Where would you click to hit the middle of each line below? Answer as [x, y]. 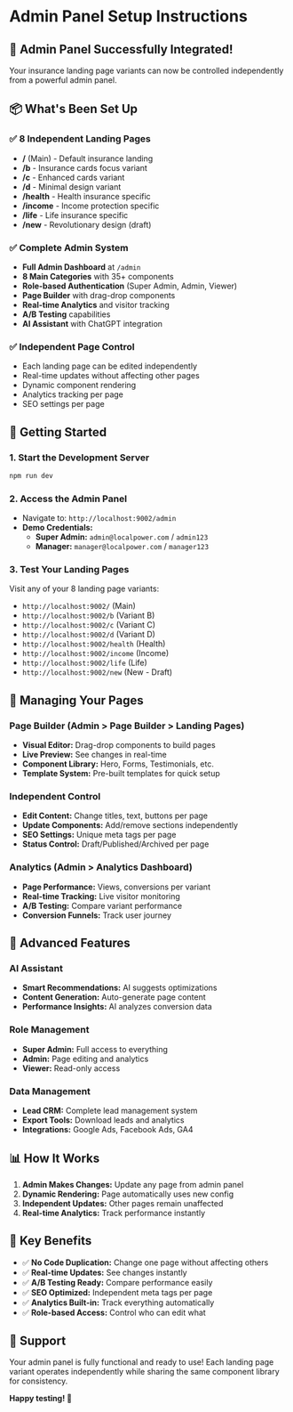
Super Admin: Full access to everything [95, 1049]
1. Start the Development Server [79, 458]
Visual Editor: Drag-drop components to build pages [119, 745]
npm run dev [31, 475]
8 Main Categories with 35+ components [98, 276]
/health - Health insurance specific [86, 196]
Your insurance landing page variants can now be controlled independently [146, 70]
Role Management [49, 1030]
